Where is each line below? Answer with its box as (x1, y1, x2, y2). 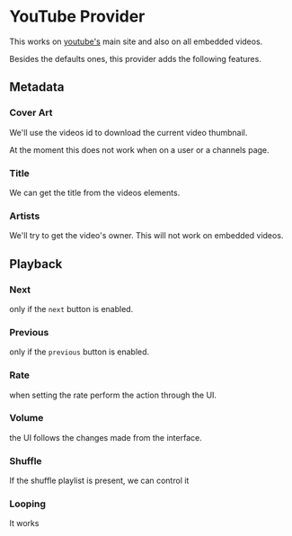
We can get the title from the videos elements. (9, 187, 181, 198)
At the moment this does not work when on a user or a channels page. (9, 144, 270, 155)
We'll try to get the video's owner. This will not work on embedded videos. (9, 230, 284, 241)
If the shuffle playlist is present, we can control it (9, 475, 190, 487)
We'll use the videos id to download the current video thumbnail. (9, 127, 248, 138)
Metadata (9, 79, 65, 95)
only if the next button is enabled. (9, 303, 134, 314)
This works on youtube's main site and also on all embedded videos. (9, 36, 263, 47)
